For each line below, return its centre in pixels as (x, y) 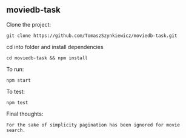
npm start (19, 80)
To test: (16, 91)
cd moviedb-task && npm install (47, 58)
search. (16, 130)
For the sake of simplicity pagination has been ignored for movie (93, 125)
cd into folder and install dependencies (55, 47)
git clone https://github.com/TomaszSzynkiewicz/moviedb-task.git (92, 36)
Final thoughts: (25, 114)
